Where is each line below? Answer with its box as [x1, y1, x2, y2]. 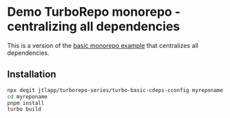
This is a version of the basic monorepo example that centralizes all [7, 41, 198, 49]
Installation [7, 69, 56, 80]
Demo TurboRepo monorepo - [7, 4, 181, 20]
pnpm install [7, 99, 45, 106]
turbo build [7, 106, 41, 113]
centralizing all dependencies [7, 19, 180, 34]
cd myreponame [7, 93, 48, 100]
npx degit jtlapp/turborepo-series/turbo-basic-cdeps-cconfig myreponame [7, 86, 224, 93]
